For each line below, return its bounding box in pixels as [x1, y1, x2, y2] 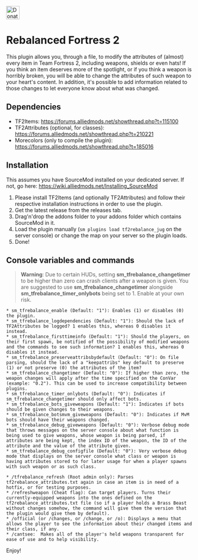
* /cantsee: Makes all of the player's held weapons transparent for [6, 531, 184, 537]
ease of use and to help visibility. [6, 537, 100, 543]
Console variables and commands [6, 255, 135, 265]
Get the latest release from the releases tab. [14, 206, 123, 213]
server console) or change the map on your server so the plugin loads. [14, 232, 187, 239]
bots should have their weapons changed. [6, 417, 110, 423]
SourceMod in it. [14, 219, 55, 226]
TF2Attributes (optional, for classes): [14, 124, 105, 131]
